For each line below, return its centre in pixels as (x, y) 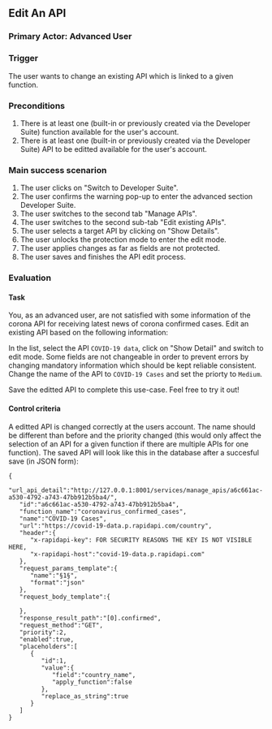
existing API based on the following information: (89, 333)
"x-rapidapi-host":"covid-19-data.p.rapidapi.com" (117, 554)
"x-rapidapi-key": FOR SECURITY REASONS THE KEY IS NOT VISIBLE (141, 540)
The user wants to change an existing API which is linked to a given (121, 75)
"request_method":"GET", (61, 625)
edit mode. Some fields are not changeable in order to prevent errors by (129, 357)
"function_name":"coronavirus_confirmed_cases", (103, 511)
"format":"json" (57, 582)
